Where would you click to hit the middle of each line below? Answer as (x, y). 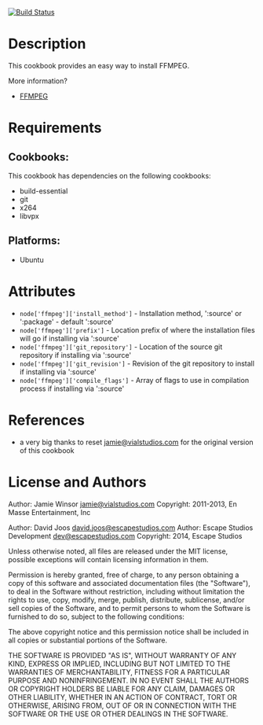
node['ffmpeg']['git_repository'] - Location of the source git (121, 347)
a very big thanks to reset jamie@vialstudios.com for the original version (136, 442)
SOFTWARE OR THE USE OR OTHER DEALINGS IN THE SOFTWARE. (118, 714)
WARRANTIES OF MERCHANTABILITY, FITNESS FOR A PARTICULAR (119, 672)
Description (47, 44)
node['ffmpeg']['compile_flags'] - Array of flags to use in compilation (134, 380)
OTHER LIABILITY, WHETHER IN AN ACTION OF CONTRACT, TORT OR (122, 697)
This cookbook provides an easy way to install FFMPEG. (99, 65)
